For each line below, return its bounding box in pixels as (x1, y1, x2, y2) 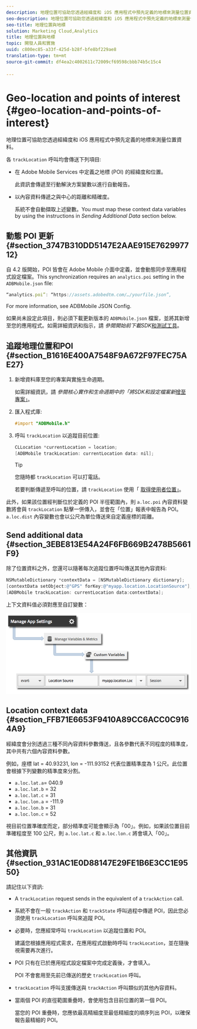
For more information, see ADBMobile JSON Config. (6, 303, 132, 310)
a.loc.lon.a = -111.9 (14, 798, 63, 805)
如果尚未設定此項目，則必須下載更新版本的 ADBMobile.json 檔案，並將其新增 (6, 314, 190, 322)
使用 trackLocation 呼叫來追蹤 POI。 (19, 915, 108, 922)
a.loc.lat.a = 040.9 (14, 779, 63, 786)
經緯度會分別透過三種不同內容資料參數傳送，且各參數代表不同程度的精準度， (6, 740, 191, 747)
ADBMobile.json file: (6, 280, 54, 287)
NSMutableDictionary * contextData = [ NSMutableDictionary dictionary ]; (6, 577, 185, 583)
